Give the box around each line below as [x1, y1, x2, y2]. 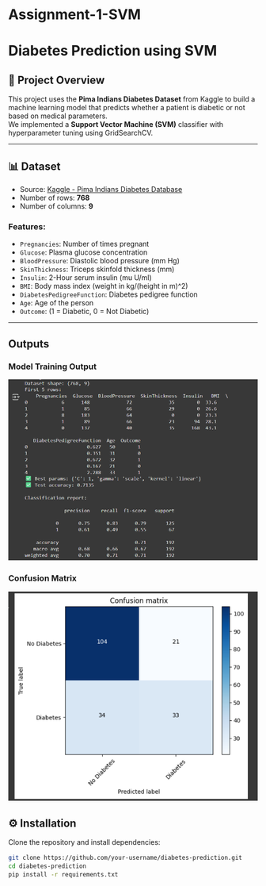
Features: [8, 221, 46, 232]
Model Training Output [8, 361, 97, 372]
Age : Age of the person [19, 298, 94, 308]
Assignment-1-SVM [8, 6, 141, 24]
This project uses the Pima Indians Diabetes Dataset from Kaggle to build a [8, 94, 256, 104]
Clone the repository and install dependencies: [8, 837, 161, 846]
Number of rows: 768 [19, 193, 90, 202]
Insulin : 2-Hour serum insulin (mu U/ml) [19, 273, 152, 282]
